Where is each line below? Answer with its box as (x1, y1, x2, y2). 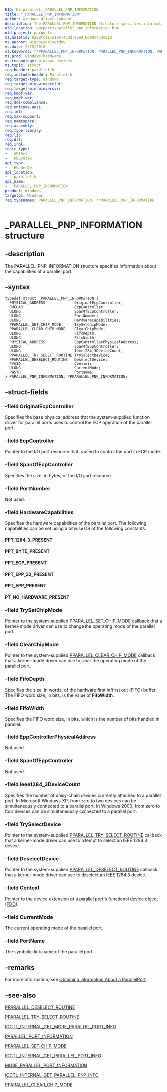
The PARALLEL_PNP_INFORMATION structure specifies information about (5, 263, 157, 269)
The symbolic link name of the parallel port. (5, 949, 94, 955)
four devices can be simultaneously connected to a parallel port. (5, 808, 137, 814)
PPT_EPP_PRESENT (5, 583, 47, 589)
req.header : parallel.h (5, 68, 55, 73)
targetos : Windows (5, 193, 43, 198)
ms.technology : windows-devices (5, 58, 72, 63)
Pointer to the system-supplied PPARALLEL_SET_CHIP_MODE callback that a (5, 618, 162, 624)
